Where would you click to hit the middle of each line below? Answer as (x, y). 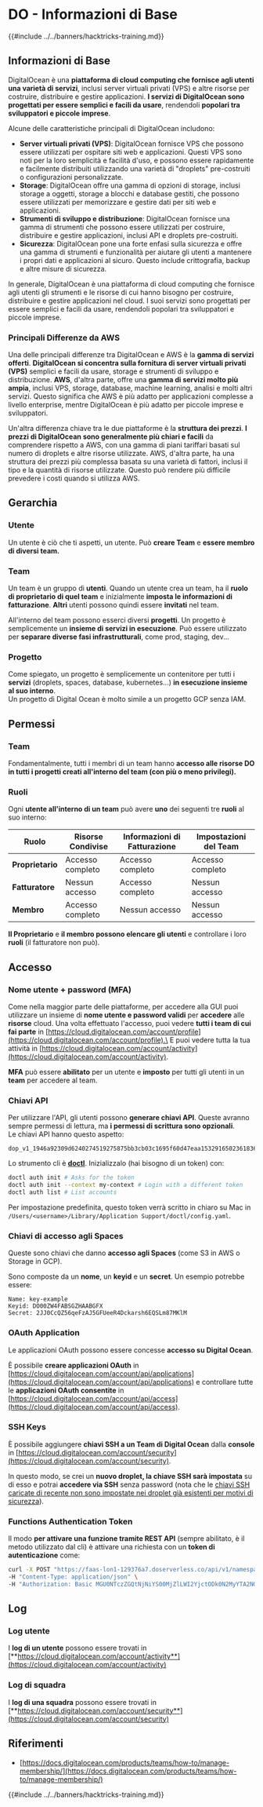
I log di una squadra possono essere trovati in (82, 1702)
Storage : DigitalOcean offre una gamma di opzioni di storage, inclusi (130, 185)
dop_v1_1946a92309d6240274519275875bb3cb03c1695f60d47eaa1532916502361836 (133, 1149)
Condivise (88, 847)
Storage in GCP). (35, 1261)
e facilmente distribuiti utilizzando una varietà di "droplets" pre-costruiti (135, 168)
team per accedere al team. (53, 1080)
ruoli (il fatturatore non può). (54, 943)
